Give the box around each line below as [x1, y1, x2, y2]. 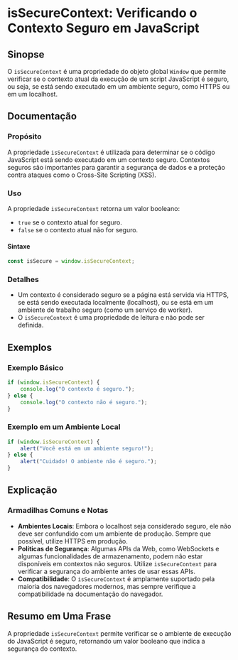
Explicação [7, 485, 58, 497]
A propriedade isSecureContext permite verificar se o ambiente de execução [7, 629, 232, 637]
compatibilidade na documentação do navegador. [17, 590, 163, 598]
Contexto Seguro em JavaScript [7, 20, 200, 36]
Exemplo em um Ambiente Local [7, 422, 121, 432]
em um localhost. [7, 90, 58, 98]
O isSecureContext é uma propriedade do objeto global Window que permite [7, 67, 226, 75]
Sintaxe [7, 242, 31, 250]
